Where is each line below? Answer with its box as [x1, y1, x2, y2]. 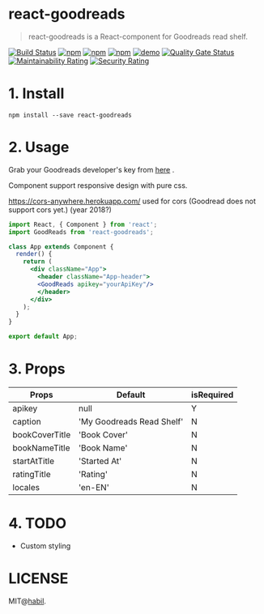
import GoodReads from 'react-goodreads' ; [8, 228, 154, 236]
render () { [15, 250, 53, 258]
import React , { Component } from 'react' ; [8, 220, 158, 228]
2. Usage [8, 139, 70, 156]
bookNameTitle [12, 442, 70, 454]
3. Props [8, 360, 66, 378]
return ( [23, 258, 53, 266]
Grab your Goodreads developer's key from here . [8, 164, 175, 174]
